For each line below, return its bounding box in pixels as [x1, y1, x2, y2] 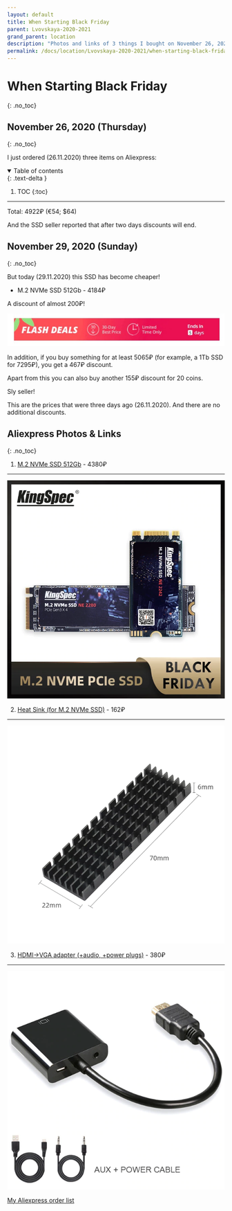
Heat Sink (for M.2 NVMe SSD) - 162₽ [17, 705, 126, 713]
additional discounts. [7, 408, 67, 416]
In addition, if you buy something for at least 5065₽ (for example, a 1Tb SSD [7, 353, 223, 361]
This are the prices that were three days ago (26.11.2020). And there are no [7, 400, 221, 409]
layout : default [7, 11, 54, 18]
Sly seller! [7, 387, 36, 395]
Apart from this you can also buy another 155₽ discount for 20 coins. [7, 374, 204, 382]
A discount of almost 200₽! [7, 299, 85, 307]
